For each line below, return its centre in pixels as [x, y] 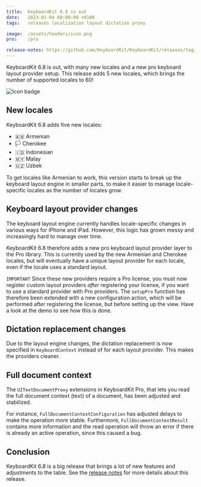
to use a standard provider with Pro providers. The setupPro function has [96, 291]
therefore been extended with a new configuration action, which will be [94, 298]
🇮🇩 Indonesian [34, 152]
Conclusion [28, 452]
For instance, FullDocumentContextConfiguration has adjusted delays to [94, 414]
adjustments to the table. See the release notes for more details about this [97, 473]
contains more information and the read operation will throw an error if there [100, 426]
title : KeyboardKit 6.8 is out [46, 12]
